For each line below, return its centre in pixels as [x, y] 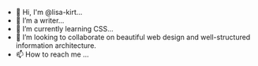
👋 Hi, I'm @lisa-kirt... [49, 12]
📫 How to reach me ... [52, 54]
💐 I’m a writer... [40, 20]
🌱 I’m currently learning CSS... [65, 29]
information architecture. [56, 46]
